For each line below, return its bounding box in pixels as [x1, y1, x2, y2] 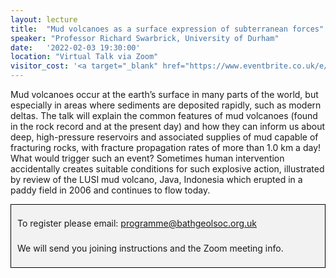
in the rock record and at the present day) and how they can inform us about [10, 121, 326, 132]
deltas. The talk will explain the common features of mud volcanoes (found [10, 110, 318, 121]
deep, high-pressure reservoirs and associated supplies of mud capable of [10, 131, 319, 143]
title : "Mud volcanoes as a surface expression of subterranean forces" [10, 24, 325, 34]
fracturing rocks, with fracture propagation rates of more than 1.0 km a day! [10, 142, 322, 153]
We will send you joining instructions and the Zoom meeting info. [17, 242, 284, 254]
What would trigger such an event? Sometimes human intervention [10, 152, 285, 164]
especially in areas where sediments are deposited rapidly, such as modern [10, 99, 322, 111]
